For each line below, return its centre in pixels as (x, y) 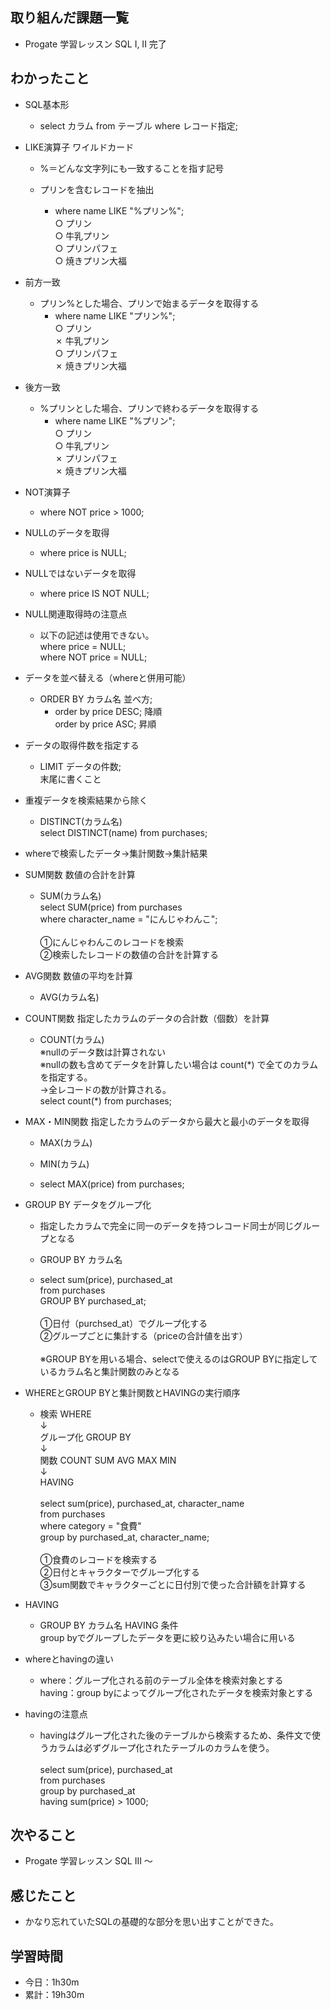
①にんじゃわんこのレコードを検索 (112, 942)
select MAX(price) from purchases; (112, 1184)
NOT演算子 (47, 492)
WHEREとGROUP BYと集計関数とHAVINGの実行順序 (132, 1392)
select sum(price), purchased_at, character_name (142, 1503)
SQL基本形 (47, 104)
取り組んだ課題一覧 (69, 18)
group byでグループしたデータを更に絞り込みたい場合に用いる (167, 1637)
